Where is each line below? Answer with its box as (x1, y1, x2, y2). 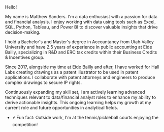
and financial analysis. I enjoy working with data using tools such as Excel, (5, 19, 156, 25)
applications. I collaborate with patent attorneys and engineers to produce (5, 75, 155, 80)
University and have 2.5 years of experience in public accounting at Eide (5, 44, 153, 50)
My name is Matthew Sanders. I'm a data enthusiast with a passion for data (5, 14, 158, 19)
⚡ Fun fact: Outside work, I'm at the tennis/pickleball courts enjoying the (12, 115, 159, 120)
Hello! (5, 4, 17, 10)
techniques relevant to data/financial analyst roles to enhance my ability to (5, 94, 156, 100)
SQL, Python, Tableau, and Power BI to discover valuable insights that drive (5, 24, 158, 30)
